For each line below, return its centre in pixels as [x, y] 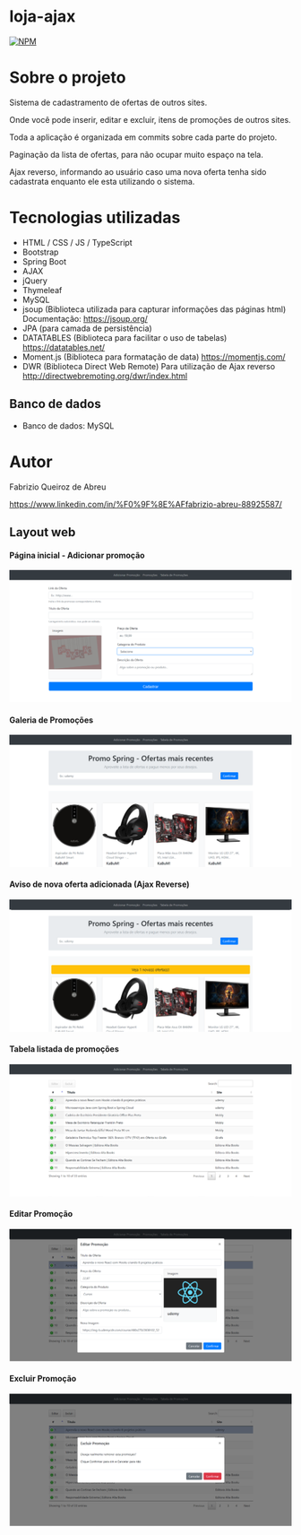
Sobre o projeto [68, 78]
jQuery [34, 281]
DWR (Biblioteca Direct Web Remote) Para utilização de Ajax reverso [149, 366]
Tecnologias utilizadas [95, 218]
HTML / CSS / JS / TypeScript [77, 242]
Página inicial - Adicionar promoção [77, 555]
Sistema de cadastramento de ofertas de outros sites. [108, 102]
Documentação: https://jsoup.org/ [85, 318]
